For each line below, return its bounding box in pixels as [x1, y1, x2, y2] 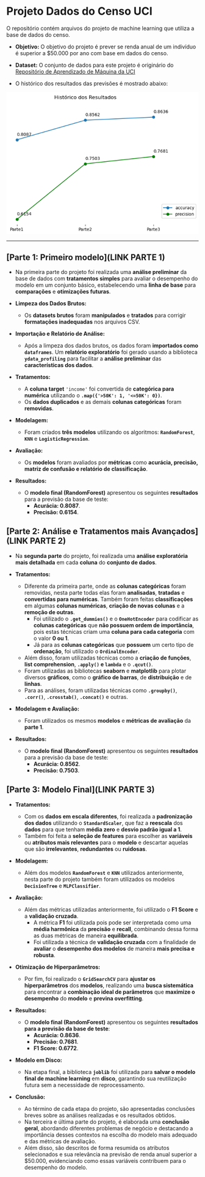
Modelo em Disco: [15, 1056, 62, 1064]
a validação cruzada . [24, 912, 79, 920]
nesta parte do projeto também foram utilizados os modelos [24, 875, 175, 883]
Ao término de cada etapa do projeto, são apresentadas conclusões [24, 1105, 195, 1112]
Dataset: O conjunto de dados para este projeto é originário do [15, 61, 174, 69]
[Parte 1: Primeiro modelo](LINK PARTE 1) [6, 252, 165, 262]
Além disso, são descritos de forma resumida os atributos [24, 1144, 170, 1151]
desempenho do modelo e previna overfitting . [24, 994, 144, 1002]
